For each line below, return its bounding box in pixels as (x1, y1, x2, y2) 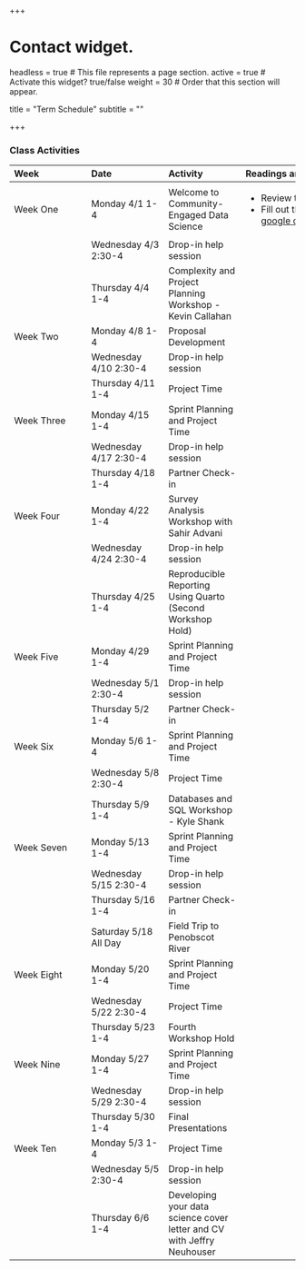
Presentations (168, 1122, 228, 1135)
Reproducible (168, 568, 225, 580)
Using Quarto (168, 590, 225, 603)
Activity (168, 167, 203, 180)
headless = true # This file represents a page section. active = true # (9, 66, 266, 77)
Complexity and (168, 264, 236, 277)
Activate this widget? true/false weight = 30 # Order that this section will (9, 76, 280, 87)
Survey (168, 492, 199, 505)
